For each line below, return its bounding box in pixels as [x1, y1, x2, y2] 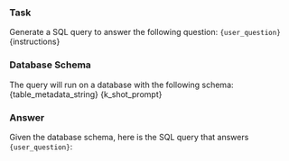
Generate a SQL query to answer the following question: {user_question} [9, 27, 282, 38]
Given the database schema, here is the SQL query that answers [9, 131, 249, 142]
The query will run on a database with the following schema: [9, 79, 234, 90]
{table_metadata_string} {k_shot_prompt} [9, 88, 163, 100]
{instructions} [9, 36, 61, 47]
